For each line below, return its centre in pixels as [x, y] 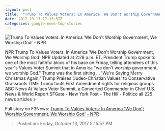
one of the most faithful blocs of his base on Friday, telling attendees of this [82, 63]
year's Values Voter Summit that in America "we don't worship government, [82, 68]
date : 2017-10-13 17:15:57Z [34, 19]
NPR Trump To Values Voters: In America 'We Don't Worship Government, [80, 52]
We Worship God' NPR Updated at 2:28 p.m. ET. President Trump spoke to [80, 58]
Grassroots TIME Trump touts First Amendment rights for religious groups [80, 84]
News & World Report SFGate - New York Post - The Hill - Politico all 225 [79, 94]
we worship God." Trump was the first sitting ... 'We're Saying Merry [74, 73]
